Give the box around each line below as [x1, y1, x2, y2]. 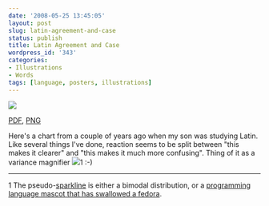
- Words [8, 71, 34, 79]
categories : [8, 57, 48, 65]
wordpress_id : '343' [8, 49, 78, 57]
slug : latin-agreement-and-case [8, 26, 116, 34]
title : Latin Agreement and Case [8, 42, 120, 50]
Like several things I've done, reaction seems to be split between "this [8, 139, 239, 149]
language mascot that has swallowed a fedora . [8, 188, 163, 198]
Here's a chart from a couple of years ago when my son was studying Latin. [8, 131, 259, 141]
